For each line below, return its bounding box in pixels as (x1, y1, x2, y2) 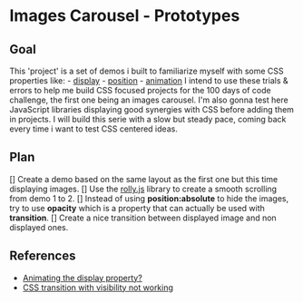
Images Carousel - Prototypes (9, 5, 240, 26)
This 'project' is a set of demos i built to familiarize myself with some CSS (9, 65, 284, 76)
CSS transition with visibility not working (22, 282, 174, 293)
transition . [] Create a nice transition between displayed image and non (9, 212, 277, 223)
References (9, 248, 76, 264)
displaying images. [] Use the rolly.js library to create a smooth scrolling (9, 183, 278, 194)
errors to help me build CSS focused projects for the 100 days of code (9, 85, 271, 95)
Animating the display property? (22, 272, 142, 283)
